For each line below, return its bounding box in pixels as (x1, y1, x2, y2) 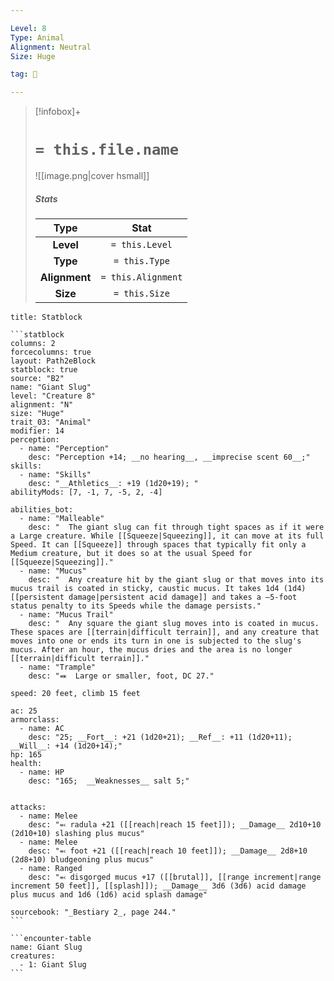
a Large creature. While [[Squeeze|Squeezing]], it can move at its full (10, 531, 325, 541)
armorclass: (10, 715, 60, 725)
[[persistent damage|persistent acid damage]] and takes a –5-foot (10, 592, 298, 603)
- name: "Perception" (19, 444, 110, 454)
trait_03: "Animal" (10, 417, 92, 428)
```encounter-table (10, 934, 92, 944)
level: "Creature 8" (10, 391, 97, 401)
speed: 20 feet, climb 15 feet (10, 689, 141, 699)
